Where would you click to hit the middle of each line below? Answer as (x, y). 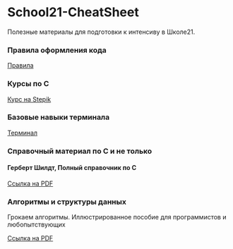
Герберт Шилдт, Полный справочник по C (72, 168)
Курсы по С (28, 84)
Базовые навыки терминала (59, 117)
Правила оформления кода (57, 50)
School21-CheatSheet (73, 12)
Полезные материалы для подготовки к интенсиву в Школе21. (101, 32)
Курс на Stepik (29, 99)
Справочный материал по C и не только (80, 151)
